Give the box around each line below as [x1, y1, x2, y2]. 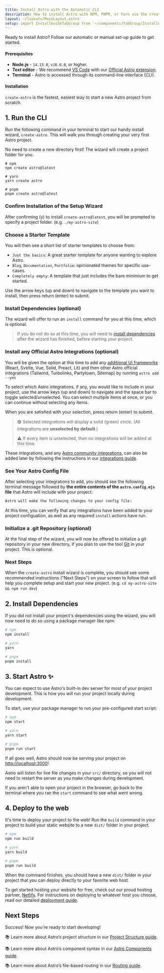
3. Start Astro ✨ [5, 672, 54, 681]
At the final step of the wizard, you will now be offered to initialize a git [5, 536, 146, 542]
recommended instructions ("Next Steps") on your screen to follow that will [5, 575, 156, 581]
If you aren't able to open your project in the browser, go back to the [5, 785, 143, 790]
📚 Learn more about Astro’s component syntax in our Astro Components [5, 946, 152, 952]
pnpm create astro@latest [5, 191, 58, 196]
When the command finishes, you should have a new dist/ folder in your [5, 872, 152, 878]
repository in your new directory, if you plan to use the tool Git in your [5, 541, 145, 547]
